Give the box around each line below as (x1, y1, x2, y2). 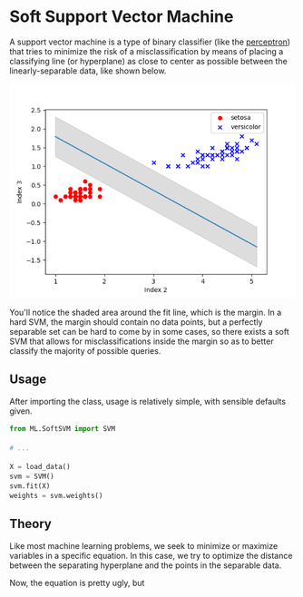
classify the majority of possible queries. (9, 345, 161, 356)
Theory (9, 516, 53, 532)
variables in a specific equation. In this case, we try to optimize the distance (9, 550, 293, 561)
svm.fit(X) (9, 482, 51, 491)
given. (9, 406, 34, 416)
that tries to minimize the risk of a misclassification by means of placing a (9, 45, 284, 56)
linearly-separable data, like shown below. (9, 65, 167, 76)
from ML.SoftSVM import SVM (9, 424, 116, 433)
